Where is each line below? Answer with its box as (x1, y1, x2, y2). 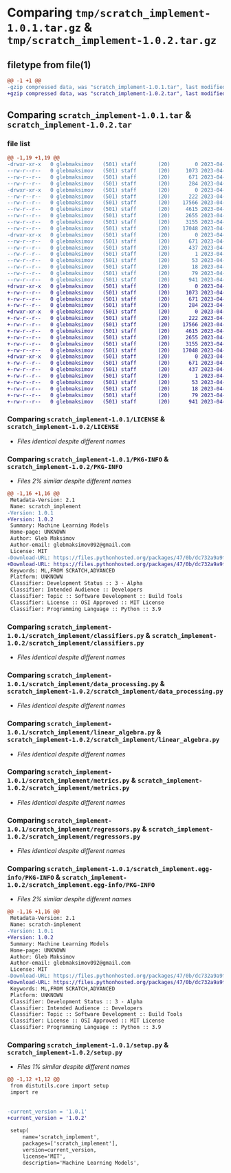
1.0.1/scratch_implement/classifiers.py (7, 632, 144, 639)
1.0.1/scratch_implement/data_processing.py (7, 680, 159, 688)
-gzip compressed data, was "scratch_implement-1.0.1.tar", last (7, 83, 198, 90)
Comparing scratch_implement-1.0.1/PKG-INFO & (7, 454, 169, 463)
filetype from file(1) (7, 59, 91, 70)
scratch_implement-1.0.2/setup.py (7, 1048, 122, 1056)
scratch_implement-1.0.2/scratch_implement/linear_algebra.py (7, 736, 220, 744)
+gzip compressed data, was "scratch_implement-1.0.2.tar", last (7, 90, 198, 97)
